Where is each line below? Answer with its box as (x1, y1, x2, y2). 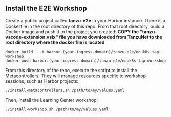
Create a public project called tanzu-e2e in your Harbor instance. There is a (5, 17, 165, 24)
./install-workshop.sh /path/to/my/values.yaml (5, 107, 109, 112)
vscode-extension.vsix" (5, 34, 58, 40)
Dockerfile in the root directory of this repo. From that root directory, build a (5, 23, 165, 29)
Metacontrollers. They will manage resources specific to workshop (5, 73, 146, 79)
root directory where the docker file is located (5, 39, 105, 45)
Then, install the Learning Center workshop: (5, 97, 98, 103)
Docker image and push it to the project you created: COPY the (5, 28, 139, 35)
